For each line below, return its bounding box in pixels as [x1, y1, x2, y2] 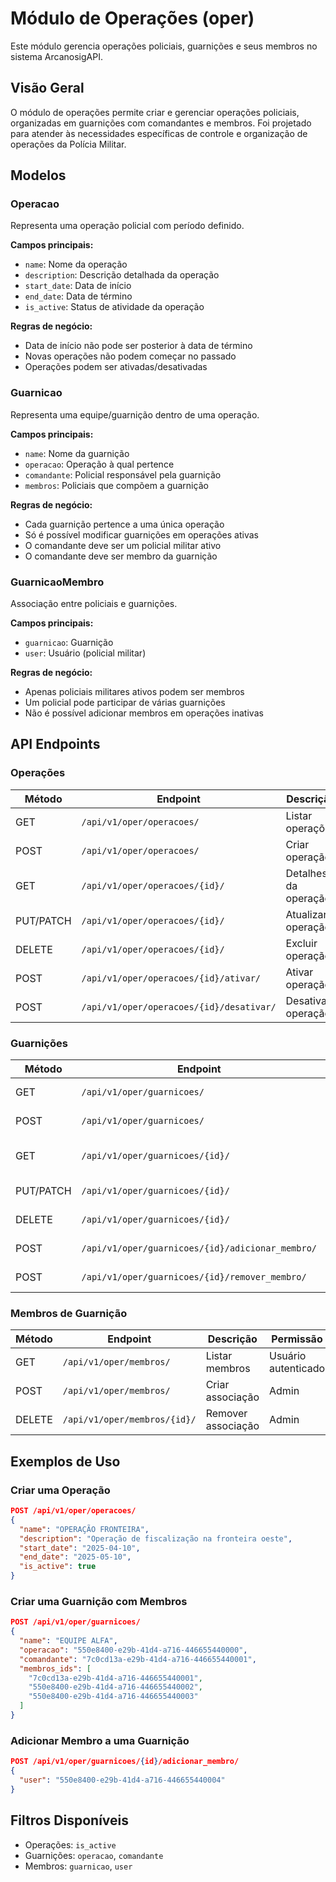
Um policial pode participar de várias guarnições [24, 697, 226, 709]
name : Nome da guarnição [24, 447, 130, 459]
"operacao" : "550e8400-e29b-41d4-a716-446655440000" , [19, 1645, 248, 1655]
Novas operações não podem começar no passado [24, 350, 237, 362]
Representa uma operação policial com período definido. [10, 220, 245, 232]
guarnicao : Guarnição [24, 637, 114, 649]
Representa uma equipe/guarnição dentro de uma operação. [10, 408, 260, 421]
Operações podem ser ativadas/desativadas [24, 361, 208, 373]
